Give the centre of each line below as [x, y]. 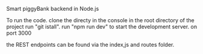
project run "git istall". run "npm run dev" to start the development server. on [102, 27]
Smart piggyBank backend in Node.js [53, 9]
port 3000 [19, 33]
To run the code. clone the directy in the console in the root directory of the [101, 20]
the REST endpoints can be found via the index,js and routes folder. [90, 45]
